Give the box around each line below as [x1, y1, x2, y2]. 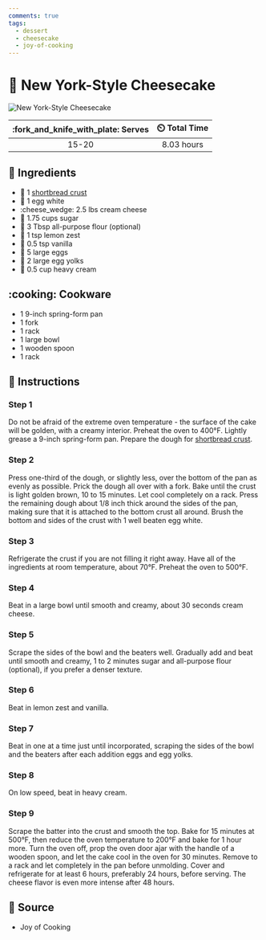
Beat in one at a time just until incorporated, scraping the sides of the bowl [8, 741, 255, 751]
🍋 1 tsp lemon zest [19, 230, 80, 239]
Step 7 [8, 722, 34, 734]
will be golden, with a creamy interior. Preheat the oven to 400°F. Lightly [8, 426, 247, 435]
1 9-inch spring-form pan [19, 309, 103, 318]
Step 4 [8, 582, 34, 593]
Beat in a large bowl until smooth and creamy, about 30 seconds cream [8, 600, 244, 611]
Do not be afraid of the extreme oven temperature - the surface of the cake [8, 417, 256, 427]
